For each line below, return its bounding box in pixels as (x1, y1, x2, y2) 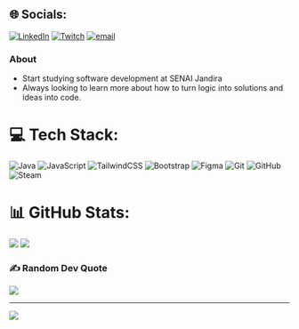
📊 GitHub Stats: (9, 203, 131, 223)
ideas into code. (21, 92, 82, 103)
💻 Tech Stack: (9, 124, 119, 145)
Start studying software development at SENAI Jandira (21, 73, 222, 84)
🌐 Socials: (9, 7, 68, 22)
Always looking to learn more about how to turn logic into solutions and (21, 83, 284, 93)
